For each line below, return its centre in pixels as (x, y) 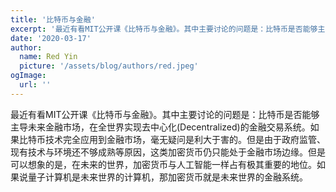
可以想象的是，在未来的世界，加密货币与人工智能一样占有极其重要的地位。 (163, 164)
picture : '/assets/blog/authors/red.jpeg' (109, 66)
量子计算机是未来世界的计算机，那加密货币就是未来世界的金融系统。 (167, 177)
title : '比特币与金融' (53, 19)
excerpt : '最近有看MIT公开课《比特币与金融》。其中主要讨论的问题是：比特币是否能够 (164, 29)
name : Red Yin (48, 57)
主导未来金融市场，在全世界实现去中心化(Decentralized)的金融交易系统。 (160, 127)
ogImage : (28, 76)
